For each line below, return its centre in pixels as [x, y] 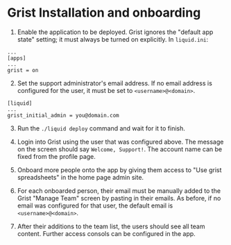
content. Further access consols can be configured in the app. [106, 233]
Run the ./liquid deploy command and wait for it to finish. [101, 128]
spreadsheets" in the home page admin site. [80, 177]
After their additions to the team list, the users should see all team [111, 226]
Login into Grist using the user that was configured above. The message [120, 142]
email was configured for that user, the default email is [95, 205]
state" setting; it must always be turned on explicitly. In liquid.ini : [113, 39]
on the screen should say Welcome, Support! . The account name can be [120, 149]
